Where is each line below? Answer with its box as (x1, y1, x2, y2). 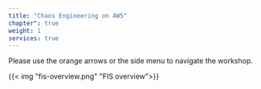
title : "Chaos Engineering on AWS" (8, 11, 128, 20)
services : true (8, 34, 59, 42)
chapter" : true (8, 19, 59, 27)
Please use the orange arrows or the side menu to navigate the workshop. (8, 56, 253, 66)
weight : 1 (8, 26, 42, 34)
